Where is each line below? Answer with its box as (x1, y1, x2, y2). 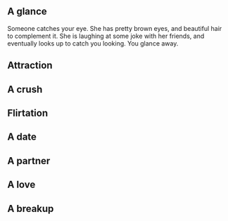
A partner (7, 154, 51, 167)
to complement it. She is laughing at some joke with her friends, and (7, 32, 205, 40)
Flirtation (7, 107, 48, 119)
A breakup (7, 203, 54, 215)
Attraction (7, 60, 53, 72)
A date (7, 131, 37, 143)
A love (7, 179, 36, 191)
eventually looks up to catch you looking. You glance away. (7, 39, 179, 48)
